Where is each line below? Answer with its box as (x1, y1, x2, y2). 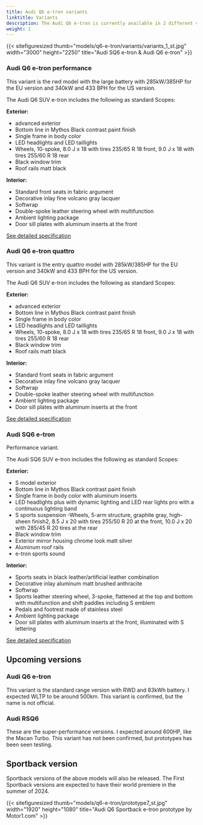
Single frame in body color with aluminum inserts (14, 492, 137, 499)
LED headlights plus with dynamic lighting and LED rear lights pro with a (14, 498, 195, 506)
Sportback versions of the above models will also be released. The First (6, 774, 185, 782)
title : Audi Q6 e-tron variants (6, 8, 88, 15)
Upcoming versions (6, 654, 82, 664)
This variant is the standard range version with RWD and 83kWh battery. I (6, 686, 189, 693)
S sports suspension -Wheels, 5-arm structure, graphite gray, (14, 512, 168, 519)
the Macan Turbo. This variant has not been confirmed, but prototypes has (6, 735, 192, 742)
